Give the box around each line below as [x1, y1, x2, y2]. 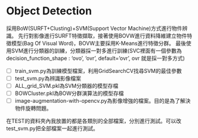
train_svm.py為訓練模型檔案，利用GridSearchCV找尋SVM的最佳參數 [14, 67, 182, 74]
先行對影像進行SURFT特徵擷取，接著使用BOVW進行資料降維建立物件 [17, 32, 187, 39]
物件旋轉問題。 [14, 105, 52, 112]
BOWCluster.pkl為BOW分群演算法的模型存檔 [14, 90, 124, 97]
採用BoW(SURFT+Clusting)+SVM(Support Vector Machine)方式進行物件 [6, 24, 183, 32]
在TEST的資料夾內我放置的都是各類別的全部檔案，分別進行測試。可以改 [6, 118, 182, 125]
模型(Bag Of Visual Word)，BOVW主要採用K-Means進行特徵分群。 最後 [11, 39, 187, 47]
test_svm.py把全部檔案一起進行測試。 [6, 125, 98, 132]
